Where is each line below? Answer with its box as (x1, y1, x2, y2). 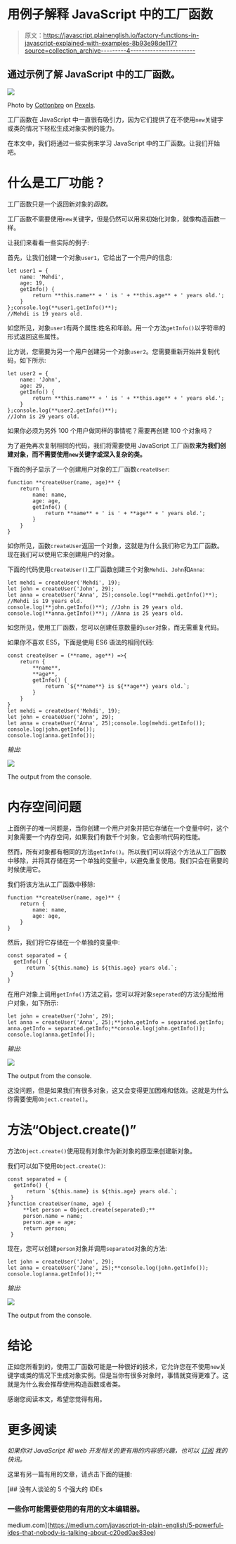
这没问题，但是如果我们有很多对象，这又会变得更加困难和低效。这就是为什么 (7, 1086, 229, 1094)
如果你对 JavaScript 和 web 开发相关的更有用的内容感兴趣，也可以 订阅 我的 (7, 1446, 228, 1455)
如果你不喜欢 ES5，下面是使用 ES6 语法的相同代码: (7, 637, 155, 647)
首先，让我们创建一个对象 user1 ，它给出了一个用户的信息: (7, 253, 173, 261)
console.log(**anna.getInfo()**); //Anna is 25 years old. (7, 609, 184, 617)
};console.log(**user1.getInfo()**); (7, 304, 118, 311)
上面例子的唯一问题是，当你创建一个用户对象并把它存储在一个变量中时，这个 (7, 824, 229, 832)
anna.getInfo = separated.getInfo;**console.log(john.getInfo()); (7, 1025, 206, 1032)
